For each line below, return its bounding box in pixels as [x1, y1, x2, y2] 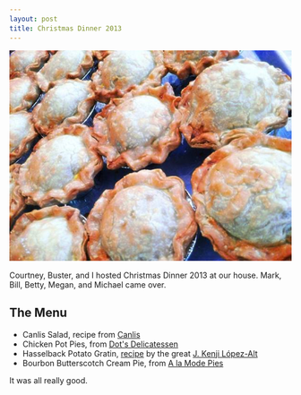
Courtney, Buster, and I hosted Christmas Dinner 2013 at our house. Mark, [9, 270, 282, 280]
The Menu [9, 305, 67, 321]
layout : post [9, 14, 58, 23]
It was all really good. [9, 374, 88, 385]
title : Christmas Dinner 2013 [9, 23, 123, 33]
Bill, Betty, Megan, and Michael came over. [9, 279, 167, 290]
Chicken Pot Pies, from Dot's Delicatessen [21, 339, 179, 349]
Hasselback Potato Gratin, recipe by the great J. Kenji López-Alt [21, 348, 258, 358]
